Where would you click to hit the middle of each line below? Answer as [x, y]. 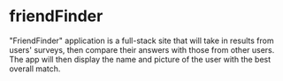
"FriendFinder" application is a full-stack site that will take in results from [141, 40]
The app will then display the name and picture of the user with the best [140, 59]
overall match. [35, 69]
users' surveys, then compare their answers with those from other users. [142, 49]
